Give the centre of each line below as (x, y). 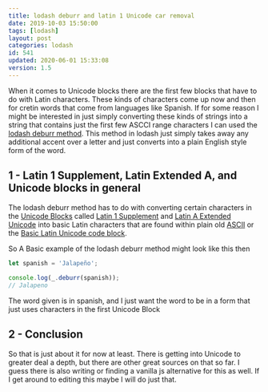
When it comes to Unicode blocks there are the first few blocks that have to (133, 91)
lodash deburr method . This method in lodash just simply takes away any (129, 133)
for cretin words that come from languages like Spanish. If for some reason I (134, 107)
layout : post (30, 38)
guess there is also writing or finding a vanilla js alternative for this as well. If (134, 370)
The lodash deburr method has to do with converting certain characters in (130, 207)
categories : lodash (41, 46)
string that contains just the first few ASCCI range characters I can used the (133, 124)
